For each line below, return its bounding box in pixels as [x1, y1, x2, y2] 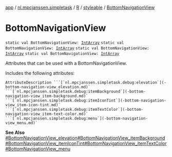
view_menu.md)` [5, 120, 38, 125]
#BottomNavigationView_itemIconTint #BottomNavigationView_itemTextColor [5, 140, 167, 146]
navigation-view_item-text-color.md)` [5, 111, 88, 116]
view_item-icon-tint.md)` [5, 102, 61, 107]
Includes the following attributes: [5, 70, 75, 76]
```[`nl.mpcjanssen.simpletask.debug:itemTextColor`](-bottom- [5, 107, 144, 112]
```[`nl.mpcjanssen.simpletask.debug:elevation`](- [53, 80, 167, 85]
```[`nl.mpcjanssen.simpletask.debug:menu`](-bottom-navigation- [5, 115, 148, 121]
